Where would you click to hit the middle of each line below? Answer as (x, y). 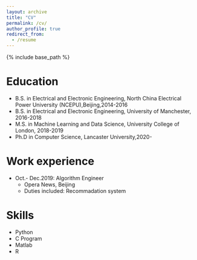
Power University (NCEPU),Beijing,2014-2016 (71, 105)
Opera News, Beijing (50, 184)
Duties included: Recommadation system (75, 190)
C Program (28, 238)
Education (32, 82)
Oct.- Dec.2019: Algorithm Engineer (59, 178)
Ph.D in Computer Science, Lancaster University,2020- (83, 137)
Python (24, 232)
